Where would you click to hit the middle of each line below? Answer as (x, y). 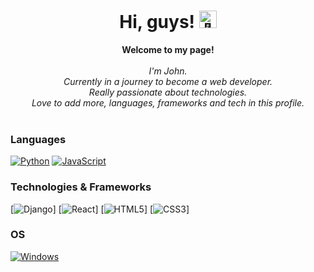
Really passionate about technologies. (168, 92)
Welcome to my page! (168, 49)
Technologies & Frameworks (81, 187)
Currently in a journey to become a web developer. (168, 81)
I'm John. (168, 71)
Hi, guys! (157, 22)
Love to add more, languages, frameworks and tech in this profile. (168, 102)
